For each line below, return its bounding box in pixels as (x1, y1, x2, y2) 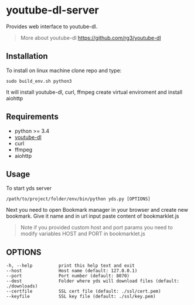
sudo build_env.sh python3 (6, 78, 72, 84)
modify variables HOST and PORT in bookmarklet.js (20, 230, 145, 238)
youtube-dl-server (6, 4, 99, 17)
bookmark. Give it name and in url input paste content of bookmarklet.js (6, 212, 179, 220)
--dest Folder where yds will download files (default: (6, 278, 180, 284)
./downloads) (6, 283, 38, 289)
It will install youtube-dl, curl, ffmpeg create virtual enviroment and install (6, 89, 183, 96)
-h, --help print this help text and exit (6, 263, 135, 269)
